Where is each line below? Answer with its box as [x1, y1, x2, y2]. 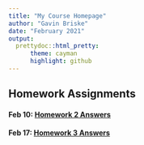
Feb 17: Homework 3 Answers [8, 128, 111, 138]
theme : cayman [29, 49, 78, 58]
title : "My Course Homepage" [8, 11, 107, 20]
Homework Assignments [8, 87, 136, 101]
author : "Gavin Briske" [8, 19, 89, 28]
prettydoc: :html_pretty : [15, 42, 100, 50]
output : [8, 34, 35, 43]
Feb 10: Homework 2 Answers [8, 109, 112, 119]
